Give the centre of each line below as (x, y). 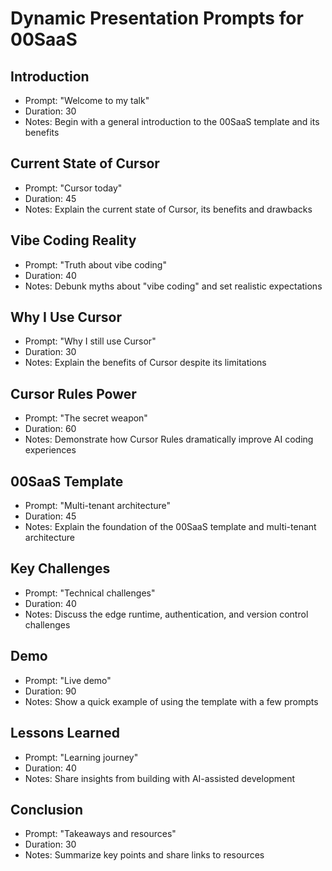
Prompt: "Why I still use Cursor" (90, 341)
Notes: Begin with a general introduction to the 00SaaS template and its (172, 121)
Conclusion (47, 809)
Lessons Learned (65, 733)
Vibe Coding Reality (73, 240)
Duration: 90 (50, 691)
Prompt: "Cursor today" (73, 188)
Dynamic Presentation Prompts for (157, 18)
